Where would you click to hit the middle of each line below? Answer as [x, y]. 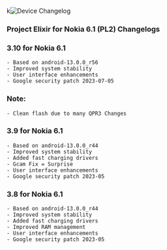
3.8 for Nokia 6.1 [35, 194]
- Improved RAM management [46, 227]
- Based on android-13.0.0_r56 [52, 63]
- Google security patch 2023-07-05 [60, 81]
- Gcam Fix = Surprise [40, 164]
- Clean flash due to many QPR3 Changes [67, 113]
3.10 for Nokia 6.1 [36, 48]
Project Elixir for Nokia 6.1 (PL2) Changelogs [83, 29]
